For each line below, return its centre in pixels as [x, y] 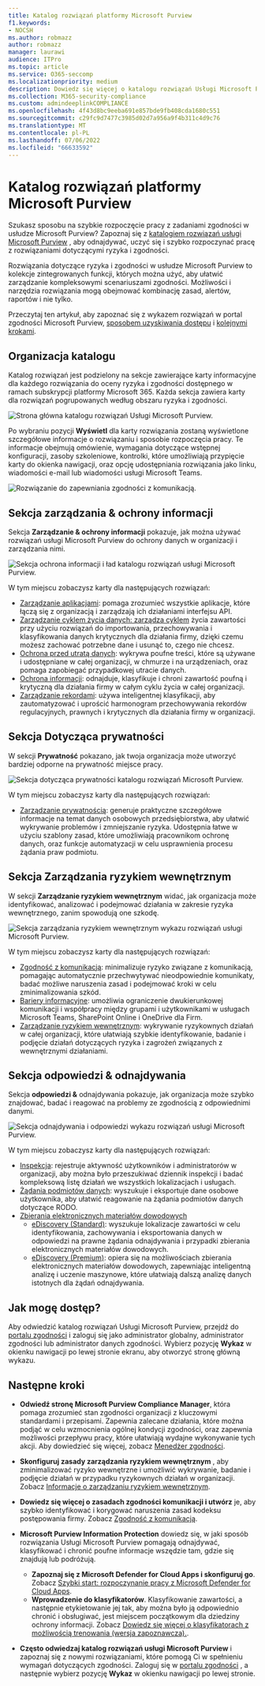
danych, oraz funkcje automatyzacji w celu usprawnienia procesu [126, 843]
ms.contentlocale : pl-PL [49, 133]
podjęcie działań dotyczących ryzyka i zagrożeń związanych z [121, 1042]
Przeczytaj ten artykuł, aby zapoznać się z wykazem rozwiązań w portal [125, 315]
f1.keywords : [30, 23]
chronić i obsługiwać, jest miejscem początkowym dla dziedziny [136, 1616]
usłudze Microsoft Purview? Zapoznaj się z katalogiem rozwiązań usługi [125, 234]
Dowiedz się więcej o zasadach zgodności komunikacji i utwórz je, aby [138, 1502]
